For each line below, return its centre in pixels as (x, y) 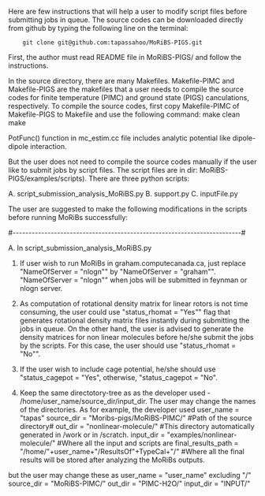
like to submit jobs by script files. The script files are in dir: (103, 170)
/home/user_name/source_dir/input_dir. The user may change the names (138, 401)
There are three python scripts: (139, 178)
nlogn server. (41, 288)
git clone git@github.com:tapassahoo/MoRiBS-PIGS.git (112, 43)
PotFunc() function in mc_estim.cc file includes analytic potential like (119, 138)
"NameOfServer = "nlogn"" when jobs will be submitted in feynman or (133, 280)
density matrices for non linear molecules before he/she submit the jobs (136, 337)
